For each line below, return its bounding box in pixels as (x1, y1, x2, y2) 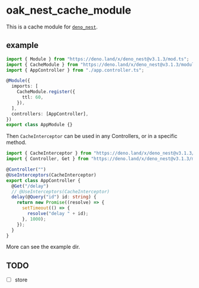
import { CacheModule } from (6, 62, 78, 68)
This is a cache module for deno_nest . (6, 23, 98, 30)
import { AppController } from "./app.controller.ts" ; (6, 67, 145, 73)
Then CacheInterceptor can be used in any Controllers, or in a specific (6, 133, 178, 140)
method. (6, 139, 27, 146)
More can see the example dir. (6, 244, 81, 251)
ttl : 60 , (21, 94, 44, 100)
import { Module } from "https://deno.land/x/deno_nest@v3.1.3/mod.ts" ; (6, 56, 190, 62)
